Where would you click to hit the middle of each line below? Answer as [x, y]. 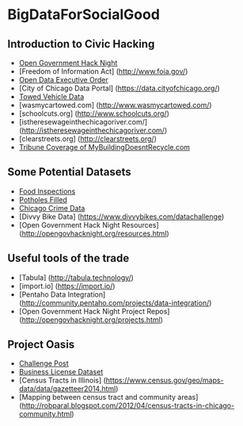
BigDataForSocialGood [84, 15]
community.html [45, 414]
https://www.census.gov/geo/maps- [165, 380]
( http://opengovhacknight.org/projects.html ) [91, 320]
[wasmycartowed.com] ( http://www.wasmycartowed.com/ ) [115, 105]
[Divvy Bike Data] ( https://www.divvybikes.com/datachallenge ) [121, 217]
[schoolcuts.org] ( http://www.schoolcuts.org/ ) [94, 113]
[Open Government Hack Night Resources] [89, 225]
